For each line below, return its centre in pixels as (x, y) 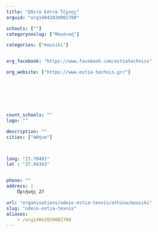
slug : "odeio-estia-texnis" (42, 208)
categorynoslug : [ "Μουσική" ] (43, 34)
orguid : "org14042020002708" (43, 18)
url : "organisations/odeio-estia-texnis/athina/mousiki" (79, 203)
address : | (20, 186)
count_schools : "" (29, 115)
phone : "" (19, 181)
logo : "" (17, 121)
